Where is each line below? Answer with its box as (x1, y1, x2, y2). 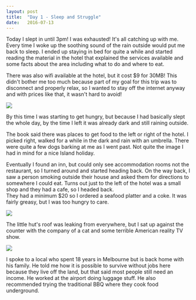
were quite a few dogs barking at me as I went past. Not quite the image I (6, 144, 184, 151)
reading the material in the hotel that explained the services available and (6, 54, 184, 62)
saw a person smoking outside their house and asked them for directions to (6, 174, 190, 181)
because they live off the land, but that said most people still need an (6, 268, 174, 275)
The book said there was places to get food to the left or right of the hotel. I (6, 131, 188, 138)
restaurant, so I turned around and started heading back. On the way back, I (6, 167, 190, 174)
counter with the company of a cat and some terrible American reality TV (6, 227, 184, 234)
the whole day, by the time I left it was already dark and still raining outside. (6, 119, 189, 126)
